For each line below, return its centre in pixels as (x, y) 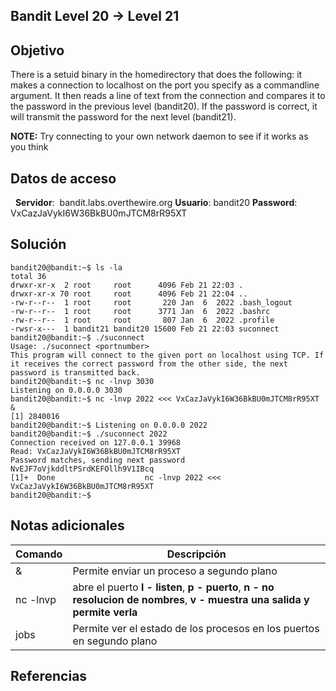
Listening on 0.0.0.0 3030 (66, 390)
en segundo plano (115, 641)
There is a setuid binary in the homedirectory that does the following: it (156, 75)
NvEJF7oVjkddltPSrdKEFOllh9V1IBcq (82, 469)
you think (29, 147)
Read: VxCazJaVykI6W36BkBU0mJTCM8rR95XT (96, 451)
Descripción (196, 554)
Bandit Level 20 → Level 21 (95, 16)
